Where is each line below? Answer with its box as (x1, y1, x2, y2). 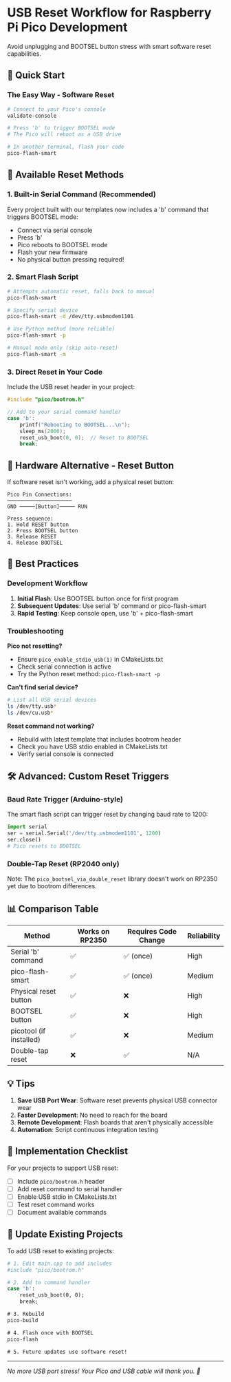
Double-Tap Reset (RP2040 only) (7, 859, 120, 868)
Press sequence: (7, 515, 54, 523)
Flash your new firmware (16, 248, 88, 256)
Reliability (187, 931, 221, 941)
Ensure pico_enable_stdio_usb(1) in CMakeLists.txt (16, 656, 164, 664)
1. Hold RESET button (7, 521, 69, 528)
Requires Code (126, 927, 177, 936)
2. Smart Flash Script (7, 272, 79, 282)
